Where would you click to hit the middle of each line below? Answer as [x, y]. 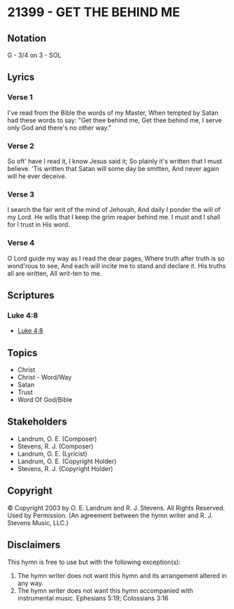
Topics [22, 353]
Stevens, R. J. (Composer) [55, 446]
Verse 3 [21, 194]
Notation [27, 38]
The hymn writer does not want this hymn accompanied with [105, 590]
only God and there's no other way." [59, 127]
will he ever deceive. [37, 176]
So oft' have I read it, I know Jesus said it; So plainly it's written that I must [115, 161]
